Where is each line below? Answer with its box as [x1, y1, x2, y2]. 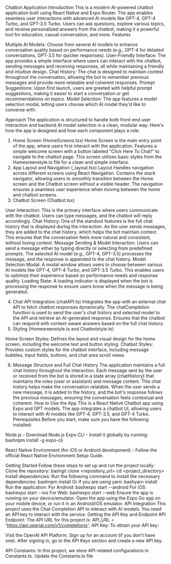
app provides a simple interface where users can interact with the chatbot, [5, 58, 162, 63]
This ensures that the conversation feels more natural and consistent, [5, 234, 152, 240]
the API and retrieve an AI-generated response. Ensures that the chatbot [12, 315, 165, 321]
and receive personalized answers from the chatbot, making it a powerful [5, 26, 159, 32]
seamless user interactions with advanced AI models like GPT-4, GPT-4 [5, 15, 156, 21]
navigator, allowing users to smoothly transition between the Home [12, 176, 154, 181]
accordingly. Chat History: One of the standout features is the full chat [5, 218, 153, 224]
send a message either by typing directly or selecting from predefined [5, 245, 153, 251]
